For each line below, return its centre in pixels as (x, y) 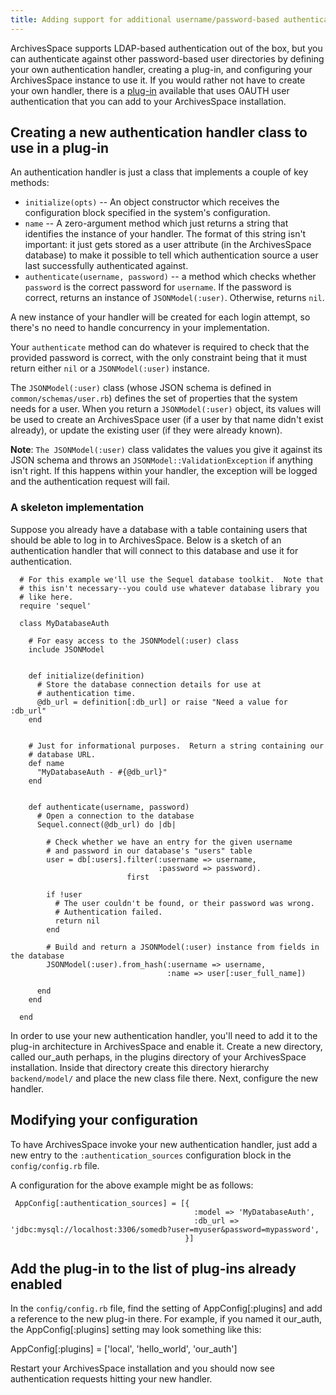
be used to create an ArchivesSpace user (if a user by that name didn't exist (167, 420)
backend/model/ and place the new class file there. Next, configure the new (164, 1078)
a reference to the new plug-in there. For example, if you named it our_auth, (166, 1319)
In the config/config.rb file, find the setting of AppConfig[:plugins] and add (166, 1308)
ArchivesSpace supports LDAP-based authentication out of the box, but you (166, 48)
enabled (36, 1284)
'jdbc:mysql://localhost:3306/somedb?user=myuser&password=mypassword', (165, 1229)
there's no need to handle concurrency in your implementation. (140, 328)
